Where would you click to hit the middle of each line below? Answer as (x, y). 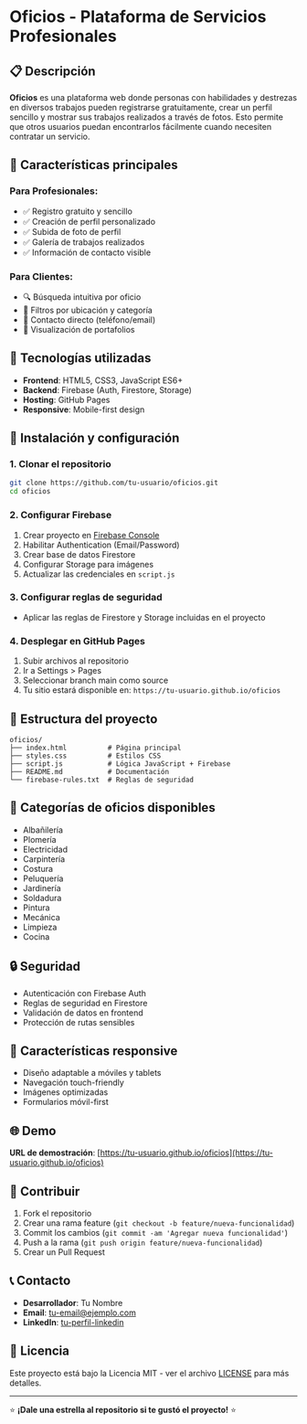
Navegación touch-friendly (74, 1083)
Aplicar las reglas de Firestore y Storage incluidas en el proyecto (144, 617)
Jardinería (42, 887)
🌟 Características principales (94, 165)
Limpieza (40, 927)
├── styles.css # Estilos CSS (85, 756)
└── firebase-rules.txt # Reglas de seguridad (102, 780)
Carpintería (44, 859)
